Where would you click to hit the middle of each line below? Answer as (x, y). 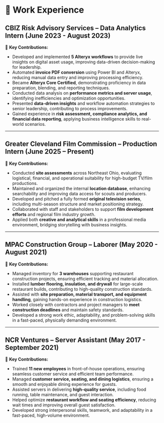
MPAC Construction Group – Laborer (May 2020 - (82, 245)
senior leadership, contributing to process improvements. (70, 109)
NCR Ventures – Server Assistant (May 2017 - (75, 340)
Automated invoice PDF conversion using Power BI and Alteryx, (77, 72)
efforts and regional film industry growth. (54, 214)
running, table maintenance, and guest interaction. (63, 395)
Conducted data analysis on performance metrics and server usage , (82, 93)
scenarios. (35, 124)
